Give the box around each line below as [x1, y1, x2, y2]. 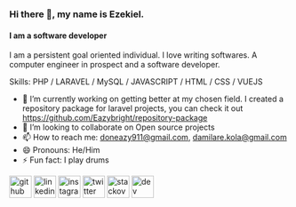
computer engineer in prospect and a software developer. [9, 60, 220, 70]
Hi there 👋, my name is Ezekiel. [9, 8, 145, 20]
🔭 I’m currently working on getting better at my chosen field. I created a [21, 93, 284, 105]
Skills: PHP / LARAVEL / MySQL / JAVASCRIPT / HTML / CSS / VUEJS [9, 76, 263, 87]
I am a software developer [9, 30, 108, 41]
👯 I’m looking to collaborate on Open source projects [21, 122, 215, 132]
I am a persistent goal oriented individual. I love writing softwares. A [9, 50, 258, 60]
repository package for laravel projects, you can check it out [21, 103, 244, 114]
